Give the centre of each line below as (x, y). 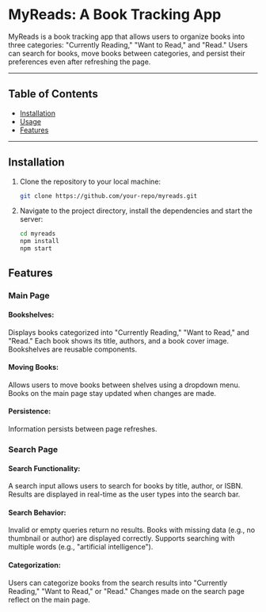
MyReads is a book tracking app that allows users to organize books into (127, 36)
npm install (39, 241)
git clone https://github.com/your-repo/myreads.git (108, 196)
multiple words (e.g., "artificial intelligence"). (81, 547)
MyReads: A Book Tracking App (115, 15)
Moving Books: (34, 367)
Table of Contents (53, 94)
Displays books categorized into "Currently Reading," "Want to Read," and (129, 332)
